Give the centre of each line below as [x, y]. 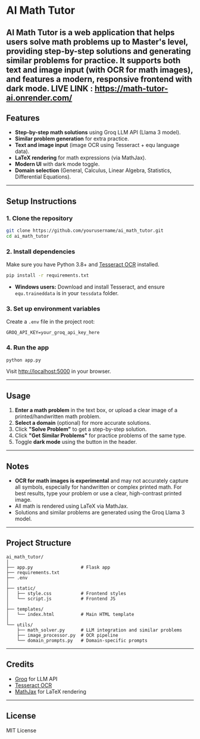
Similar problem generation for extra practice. [72, 139]
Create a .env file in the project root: [51, 322]
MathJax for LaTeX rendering [50, 691]
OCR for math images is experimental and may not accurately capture [101, 481]
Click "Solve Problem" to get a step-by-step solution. [81, 429]
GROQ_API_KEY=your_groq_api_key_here [53, 333]
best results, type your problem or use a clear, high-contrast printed [98, 493]
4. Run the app [28, 348]
